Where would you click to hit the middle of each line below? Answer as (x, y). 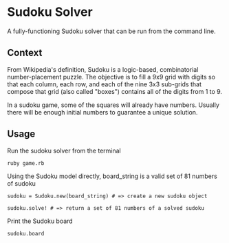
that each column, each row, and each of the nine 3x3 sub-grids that (104, 84)
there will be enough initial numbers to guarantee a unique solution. (102, 112)
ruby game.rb (26, 163)
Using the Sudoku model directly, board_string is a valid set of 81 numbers (112, 176)
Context (25, 53)
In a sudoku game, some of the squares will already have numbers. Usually (113, 105)
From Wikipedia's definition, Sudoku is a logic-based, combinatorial (103, 69)
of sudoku (22, 183)
